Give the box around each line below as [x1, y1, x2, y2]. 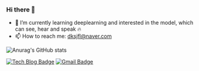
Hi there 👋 [6, 5, 36, 14]
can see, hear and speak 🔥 [14, 25, 82, 32]
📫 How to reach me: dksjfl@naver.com [14, 32, 112, 40]
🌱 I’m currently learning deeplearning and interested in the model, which [14, 19, 194, 26]
